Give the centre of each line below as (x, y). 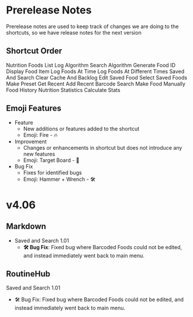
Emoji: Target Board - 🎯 (51, 160)
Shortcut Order (34, 51)
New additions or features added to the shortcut (81, 129)
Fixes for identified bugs (52, 173)
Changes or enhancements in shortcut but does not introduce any (103, 147)
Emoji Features (34, 108)
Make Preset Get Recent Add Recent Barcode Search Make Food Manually (96, 84)
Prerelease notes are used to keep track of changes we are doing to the (92, 26)
